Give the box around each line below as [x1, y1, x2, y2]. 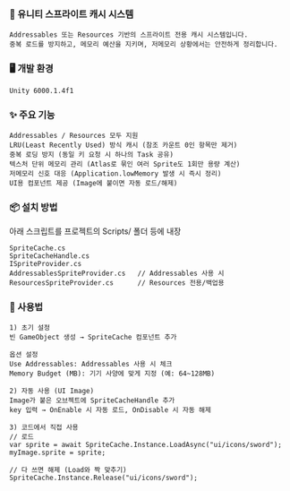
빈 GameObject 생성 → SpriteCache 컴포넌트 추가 [9, 333, 177, 342]
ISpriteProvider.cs [9, 260, 82, 269]
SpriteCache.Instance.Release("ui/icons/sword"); [9, 473, 199, 483]
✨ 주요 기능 [9, 108, 55, 121]
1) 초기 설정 [9, 323, 51, 332]
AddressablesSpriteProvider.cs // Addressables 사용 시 [9, 269, 225, 279]
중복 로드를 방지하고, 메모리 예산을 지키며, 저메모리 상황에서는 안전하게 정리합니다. [9, 40, 278, 49]
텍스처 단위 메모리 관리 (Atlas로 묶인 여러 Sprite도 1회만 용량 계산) [9, 159, 241, 168]
